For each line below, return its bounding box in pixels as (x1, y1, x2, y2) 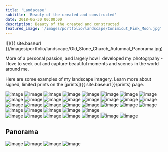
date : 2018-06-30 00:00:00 (5, 17, 62, 22)
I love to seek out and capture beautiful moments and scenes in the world (5, 61, 159, 67)
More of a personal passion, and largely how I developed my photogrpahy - (5, 55, 163, 61)
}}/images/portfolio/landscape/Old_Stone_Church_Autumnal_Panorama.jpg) (5, 46, 163, 52)
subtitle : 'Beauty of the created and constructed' (5, 12, 117, 17)
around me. (5, 66, 29, 72)
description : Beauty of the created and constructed (5, 21, 119, 27)
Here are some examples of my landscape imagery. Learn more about (5, 76, 151, 82)
